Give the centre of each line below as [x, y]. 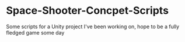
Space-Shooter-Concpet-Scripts [88, 11]
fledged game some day [35, 32]
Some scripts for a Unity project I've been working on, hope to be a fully [93, 26]
